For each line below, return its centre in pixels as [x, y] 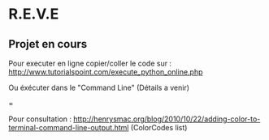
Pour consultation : [40, 119]
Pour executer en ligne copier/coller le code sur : [90, 63]
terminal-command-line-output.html [69, 127]
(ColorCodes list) [159, 127]
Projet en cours [48, 44]
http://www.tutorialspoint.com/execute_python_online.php [106, 72]
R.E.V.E [34, 14]
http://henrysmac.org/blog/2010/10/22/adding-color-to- [167, 119]
